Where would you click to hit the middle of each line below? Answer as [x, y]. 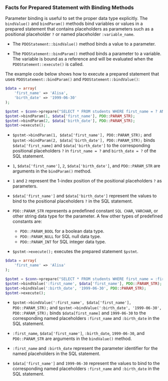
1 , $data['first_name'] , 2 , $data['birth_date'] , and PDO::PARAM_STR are [86, 166]
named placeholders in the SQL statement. [56, 353]
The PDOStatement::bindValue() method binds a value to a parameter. [84, 44]
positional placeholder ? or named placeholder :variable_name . [70, 34]
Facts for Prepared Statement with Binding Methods [69, 7]
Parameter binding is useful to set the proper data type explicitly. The [76, 18]
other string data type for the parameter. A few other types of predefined [87, 216]
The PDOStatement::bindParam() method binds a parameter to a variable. [87, 53]
